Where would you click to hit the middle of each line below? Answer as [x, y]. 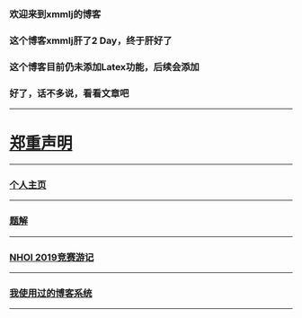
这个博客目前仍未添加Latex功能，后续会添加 [104, 66]
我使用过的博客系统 [51, 293]
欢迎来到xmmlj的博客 [55, 13]
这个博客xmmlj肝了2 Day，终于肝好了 [91, 40]
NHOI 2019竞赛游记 [52, 257]
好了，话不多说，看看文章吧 [69, 93]
